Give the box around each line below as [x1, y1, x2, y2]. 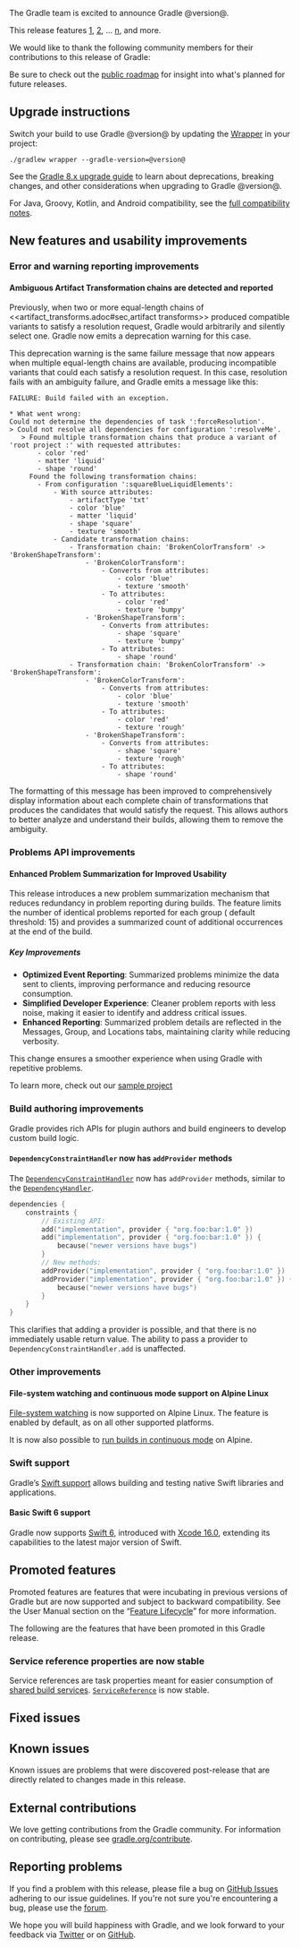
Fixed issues [9, 1711, 81, 1726]
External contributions [9, 1800, 137, 1815]
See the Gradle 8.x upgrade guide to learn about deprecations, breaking [9, 170, 274, 182]
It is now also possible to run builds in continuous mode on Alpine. [9, 1435, 253, 1446]
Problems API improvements [9, 846, 136, 859]
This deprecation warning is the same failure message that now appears [9, 348, 275, 359]
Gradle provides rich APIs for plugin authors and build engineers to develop [9, 1123, 287, 1134]
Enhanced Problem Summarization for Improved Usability [9, 868, 228, 879]
